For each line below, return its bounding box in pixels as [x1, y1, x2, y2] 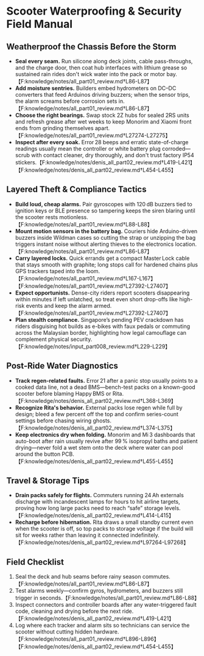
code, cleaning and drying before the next [15, 607, 121, 615]
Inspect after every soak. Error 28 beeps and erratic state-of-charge [15, 139, 189, 145]
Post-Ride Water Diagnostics [6, 361, 119, 371]
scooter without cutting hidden [15, 628, 93, 635]
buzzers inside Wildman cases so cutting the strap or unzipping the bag [15, 234, 196, 241]
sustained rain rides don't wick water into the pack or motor [15, 71, 166, 77]
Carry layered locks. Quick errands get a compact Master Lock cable [15, 254, 190, 262]
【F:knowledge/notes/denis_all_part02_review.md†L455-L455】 [15, 458, 177, 465]
